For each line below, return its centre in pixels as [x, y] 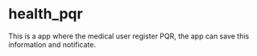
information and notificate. [52, 44]
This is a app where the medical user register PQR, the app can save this [129, 36]
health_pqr [46, 14]
